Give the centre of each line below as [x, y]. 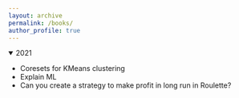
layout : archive [35, 16]
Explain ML [38, 77]
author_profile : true [45, 30]
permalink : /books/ [41, 23]
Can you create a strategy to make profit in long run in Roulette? [126, 85]
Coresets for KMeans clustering [73, 69]
